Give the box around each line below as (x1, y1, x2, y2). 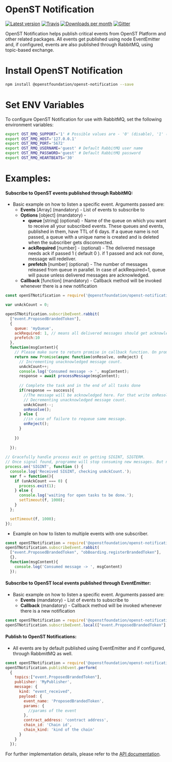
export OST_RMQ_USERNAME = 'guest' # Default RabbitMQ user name (5, 146, 143, 151)
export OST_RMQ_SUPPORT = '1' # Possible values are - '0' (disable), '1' (5, 131, 164, 136)
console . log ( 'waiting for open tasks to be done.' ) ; (18, 493, 134, 498)
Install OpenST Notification (5, 65, 123, 76)
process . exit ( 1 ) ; (18, 483, 56, 489)
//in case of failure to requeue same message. (24, 417, 127, 422)
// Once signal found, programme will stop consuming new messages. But (5, 459, 164, 465)
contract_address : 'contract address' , (24, 717, 109, 723)
